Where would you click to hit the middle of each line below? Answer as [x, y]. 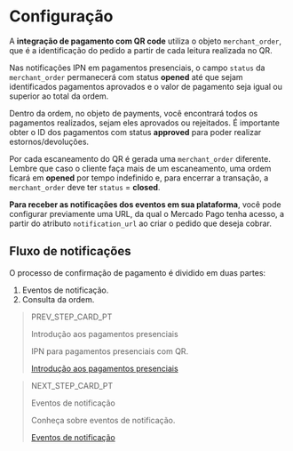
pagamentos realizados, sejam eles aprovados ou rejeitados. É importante [144, 123]
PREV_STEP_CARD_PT [71, 317]
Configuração [61, 16]
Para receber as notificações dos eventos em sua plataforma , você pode [145, 204]
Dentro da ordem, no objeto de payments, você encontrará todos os [134, 113]
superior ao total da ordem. [59, 96]
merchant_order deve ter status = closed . [85, 187]
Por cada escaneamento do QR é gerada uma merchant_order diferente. [140, 158]
